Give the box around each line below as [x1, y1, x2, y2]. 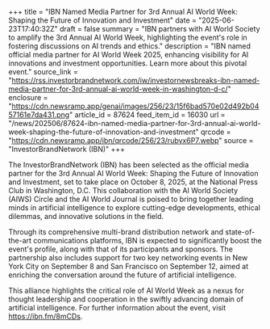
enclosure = [8, 93, 48, 102]
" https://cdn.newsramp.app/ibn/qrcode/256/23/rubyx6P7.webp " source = [8, 136, 254, 145]
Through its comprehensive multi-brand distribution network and [8, 227, 224, 237]
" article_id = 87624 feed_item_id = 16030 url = [69, 110, 226, 120]
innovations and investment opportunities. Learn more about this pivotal [8, 58, 247, 68]
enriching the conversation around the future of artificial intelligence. [8, 270, 237, 280]
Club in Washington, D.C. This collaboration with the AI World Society [8, 186, 239, 195]
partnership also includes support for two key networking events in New [8, 253, 248, 262]
